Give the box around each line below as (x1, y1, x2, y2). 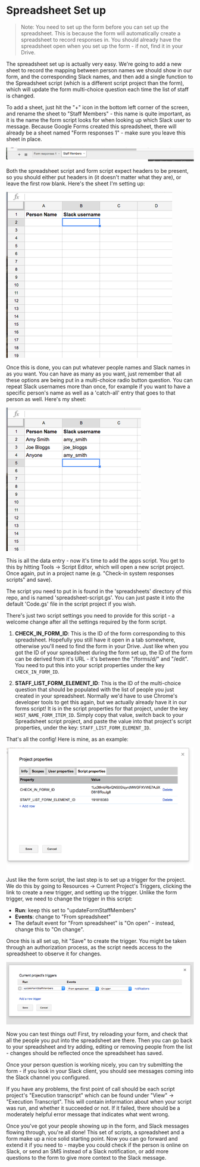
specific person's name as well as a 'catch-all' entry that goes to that (6, 389, 176, 396)
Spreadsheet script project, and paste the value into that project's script (14, 717, 192, 725)
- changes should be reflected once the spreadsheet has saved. (6, 1049, 164, 1056)
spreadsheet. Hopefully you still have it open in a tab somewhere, (14, 636, 176, 643)
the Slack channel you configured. (6, 1074, 90, 1081)
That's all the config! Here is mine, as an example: (6, 735, 129, 743)
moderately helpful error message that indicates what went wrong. (6, 1110, 170, 1118)
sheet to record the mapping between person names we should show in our (6, 66, 192, 74)
